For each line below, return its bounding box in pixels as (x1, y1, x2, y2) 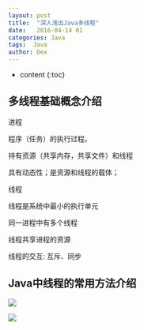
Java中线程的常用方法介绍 (8, 277, 137, 291)
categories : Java (8, 33, 66, 42)
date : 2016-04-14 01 (8, 26, 83, 34)
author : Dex (8, 48, 47, 56)
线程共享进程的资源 (8, 234, 71, 244)
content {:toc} (19, 70, 66, 79)
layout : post (8, 11, 51, 20)
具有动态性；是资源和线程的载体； (8, 167, 119, 177)
